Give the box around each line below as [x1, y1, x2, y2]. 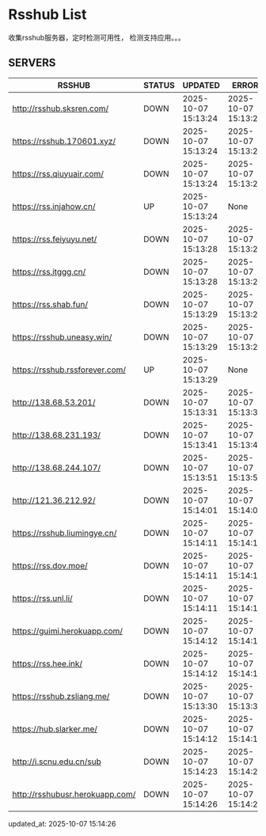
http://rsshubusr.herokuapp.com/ [12, 788, 136, 800]
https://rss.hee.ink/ [12, 658, 83, 669]
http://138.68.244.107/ [12, 462, 101, 473]
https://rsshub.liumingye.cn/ [12, 527, 117, 538]
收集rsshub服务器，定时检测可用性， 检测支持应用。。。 [8, 32, 186, 42]
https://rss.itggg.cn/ [12, 266, 86, 277]
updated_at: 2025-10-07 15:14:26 [8, 819, 116, 828]
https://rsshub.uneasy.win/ [12, 331, 112, 342]
